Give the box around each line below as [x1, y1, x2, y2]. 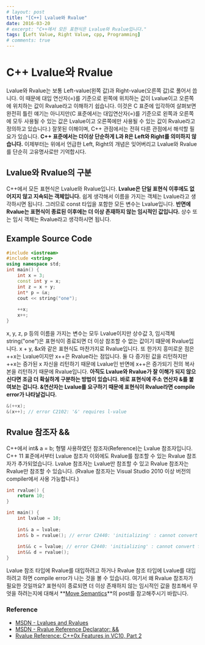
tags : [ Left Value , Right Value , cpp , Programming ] [6, 32, 140, 38]
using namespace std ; [6, 261, 62, 268]
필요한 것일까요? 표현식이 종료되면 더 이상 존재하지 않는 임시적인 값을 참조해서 [6, 582, 192, 589]
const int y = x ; [17, 278, 62, 284]
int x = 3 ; [17, 272, 45, 279]
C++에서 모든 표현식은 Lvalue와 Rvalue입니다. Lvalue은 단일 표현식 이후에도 [6, 184, 189, 192]
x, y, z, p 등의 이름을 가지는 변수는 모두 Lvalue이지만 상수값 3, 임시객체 [6, 329, 175, 337]
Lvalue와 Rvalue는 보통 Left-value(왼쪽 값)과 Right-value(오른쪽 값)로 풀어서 [6, 87, 191, 94]
